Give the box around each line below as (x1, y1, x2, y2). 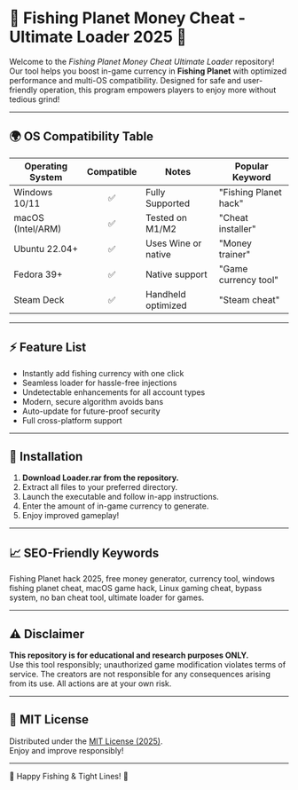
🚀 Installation (9, 448, 83, 464)
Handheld (145, 288, 186, 300)
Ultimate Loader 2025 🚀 (9, 27, 187, 47)
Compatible (87, 165, 137, 178)
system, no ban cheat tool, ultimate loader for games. (9, 592, 205, 603)
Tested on (145, 211, 188, 224)
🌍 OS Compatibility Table (9, 129, 153, 145)
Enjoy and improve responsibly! (9, 745, 124, 755)
